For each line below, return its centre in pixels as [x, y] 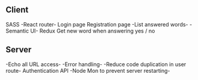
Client [17, 10]
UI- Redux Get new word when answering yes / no [93, 31]
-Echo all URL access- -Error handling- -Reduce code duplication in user [96, 64]
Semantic [17, 31]
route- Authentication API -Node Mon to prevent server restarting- [88, 70]
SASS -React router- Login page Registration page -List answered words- [97, 24]
